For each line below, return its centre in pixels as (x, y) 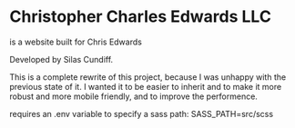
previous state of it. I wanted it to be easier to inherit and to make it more (146, 86)
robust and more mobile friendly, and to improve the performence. (133, 96)
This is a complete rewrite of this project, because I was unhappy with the (148, 77)
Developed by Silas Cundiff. (61, 59)
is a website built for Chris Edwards (76, 42)
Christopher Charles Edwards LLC (140, 17)
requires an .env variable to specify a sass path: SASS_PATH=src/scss (142, 113)
